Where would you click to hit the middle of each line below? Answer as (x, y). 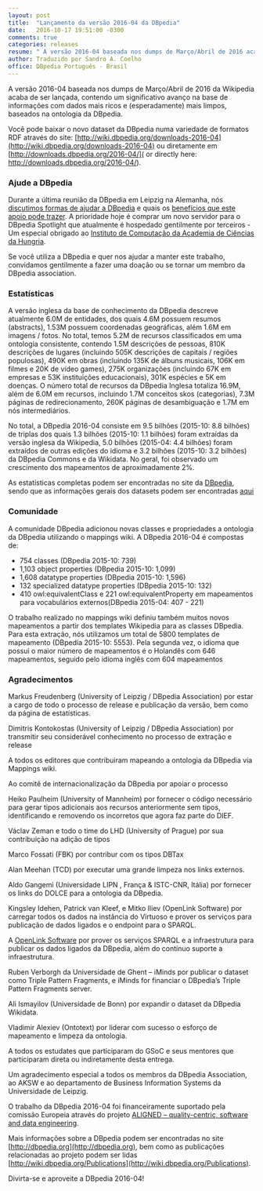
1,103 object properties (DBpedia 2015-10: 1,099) (97, 569)
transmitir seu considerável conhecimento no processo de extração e (120, 736)
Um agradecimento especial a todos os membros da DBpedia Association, (128, 1074)
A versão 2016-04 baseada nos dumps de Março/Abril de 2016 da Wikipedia (131, 89)
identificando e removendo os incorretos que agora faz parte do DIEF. (121, 815)
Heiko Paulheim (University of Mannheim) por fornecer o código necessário (130, 799)
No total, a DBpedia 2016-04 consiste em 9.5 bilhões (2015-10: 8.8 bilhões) (129, 426)
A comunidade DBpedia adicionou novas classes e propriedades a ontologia (131, 528)
